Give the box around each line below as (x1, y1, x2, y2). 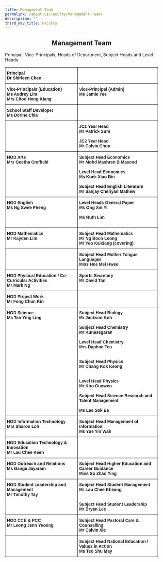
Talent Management (79, 398, 119, 403)
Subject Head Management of (79, 419, 139, 424)
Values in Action (79, 543, 112, 549)
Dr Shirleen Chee (7, 75, 41, 81)
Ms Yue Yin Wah (79, 429, 112, 434)
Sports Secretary (79, 273, 114, 279)
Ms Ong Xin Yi (79, 205, 108, 210)
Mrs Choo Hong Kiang (7, 96, 52, 102)
